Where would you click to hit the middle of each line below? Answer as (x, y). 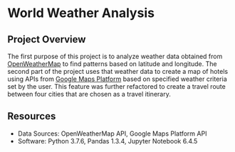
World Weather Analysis (81, 13)
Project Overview (47, 39)
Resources (32, 116)
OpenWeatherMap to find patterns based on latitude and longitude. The (112, 64)
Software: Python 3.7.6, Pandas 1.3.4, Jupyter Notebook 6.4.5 (108, 141)
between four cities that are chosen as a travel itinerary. (89, 94)
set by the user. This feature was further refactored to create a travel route (116, 86)
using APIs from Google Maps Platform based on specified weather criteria (117, 79)
